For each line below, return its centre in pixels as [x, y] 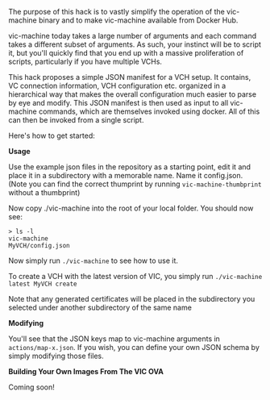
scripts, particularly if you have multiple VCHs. [85, 61]
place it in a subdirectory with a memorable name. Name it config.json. [126, 175]
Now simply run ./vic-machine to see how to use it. [93, 260]
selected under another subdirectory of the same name [100, 307]
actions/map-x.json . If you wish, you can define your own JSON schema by [134, 347]
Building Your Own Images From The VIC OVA [86, 371]
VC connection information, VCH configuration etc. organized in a [117, 85]
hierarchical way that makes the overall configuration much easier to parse [132, 94]
